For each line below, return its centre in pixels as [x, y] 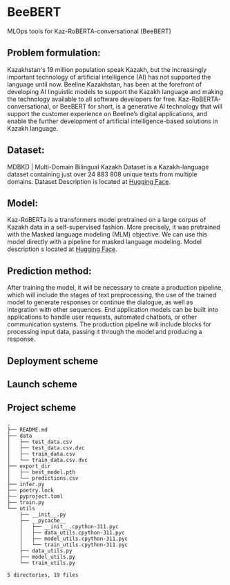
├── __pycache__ [43, 520]
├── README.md [28, 429]
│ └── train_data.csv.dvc [48, 460]
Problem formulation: [54, 53]
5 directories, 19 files [43, 575]
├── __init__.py [43, 514]
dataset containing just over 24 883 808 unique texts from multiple [102, 174]
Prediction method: [49, 271]
